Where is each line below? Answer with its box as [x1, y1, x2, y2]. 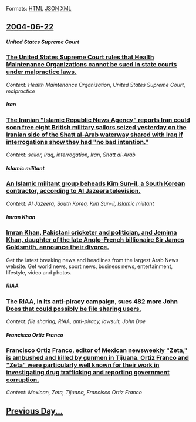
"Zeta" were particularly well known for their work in [6, 361, 160, 369]
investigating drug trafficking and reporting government [6, 369, 170, 377]
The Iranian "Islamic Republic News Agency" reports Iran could [6, 116, 191, 124]
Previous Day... [6, 406, 63, 416]
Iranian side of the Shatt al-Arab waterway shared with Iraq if [6, 130, 183, 139]
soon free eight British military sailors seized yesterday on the [6, 123, 187, 131]
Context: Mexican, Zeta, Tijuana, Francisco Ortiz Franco [6, 389, 143, 396]
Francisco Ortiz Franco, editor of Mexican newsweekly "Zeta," [6, 346, 188, 354]
